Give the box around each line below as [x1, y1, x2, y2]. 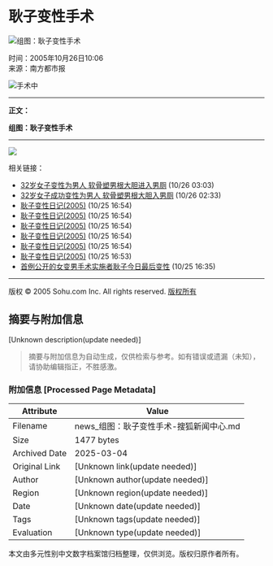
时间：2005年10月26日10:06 [8, 53, 104, 63]
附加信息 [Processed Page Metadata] [8, 384, 156, 395]
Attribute [21, 406, 58, 417]
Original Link [12, 461, 61, 472]
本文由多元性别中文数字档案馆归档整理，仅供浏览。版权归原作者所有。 [8, 549, 244, 559]
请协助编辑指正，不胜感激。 [28, 361, 122, 371]
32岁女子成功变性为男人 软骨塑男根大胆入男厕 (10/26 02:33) [19, 190, 222, 200]
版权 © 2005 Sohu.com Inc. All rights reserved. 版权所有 [8, 286, 197, 296]
